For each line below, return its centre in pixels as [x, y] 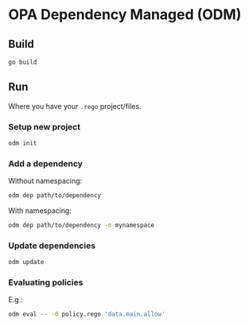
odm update [26, 262]
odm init [23, 143]
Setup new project [45, 126]
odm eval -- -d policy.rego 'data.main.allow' [87, 314]
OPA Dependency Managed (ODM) [125, 15]
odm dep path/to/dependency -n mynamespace [82, 225]
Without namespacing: [45, 181]
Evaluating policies [46, 282]
